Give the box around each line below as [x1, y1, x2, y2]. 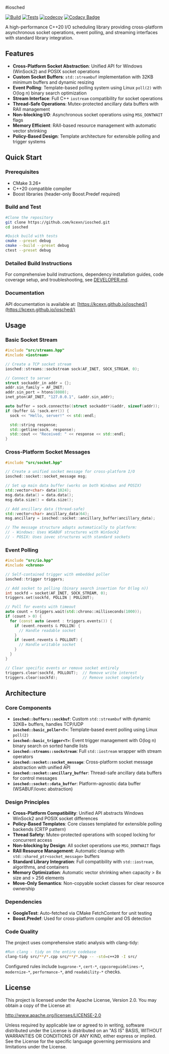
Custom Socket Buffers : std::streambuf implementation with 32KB [12, 74, 154, 80]
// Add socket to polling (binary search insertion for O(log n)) [5, 586, 149, 591]
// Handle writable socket [18, 642, 76, 647]
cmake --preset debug [5, 238, 51, 243]
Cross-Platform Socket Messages [5, 449, 90, 456]
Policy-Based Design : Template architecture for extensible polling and [12, 133, 160, 139]
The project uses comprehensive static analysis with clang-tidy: [5, 940, 139, 945]
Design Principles [5, 799, 50, 806]
